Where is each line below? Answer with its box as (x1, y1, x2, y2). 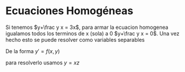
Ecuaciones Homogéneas (5, 4, 134, 18)
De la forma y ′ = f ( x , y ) (5, 47, 60, 54)
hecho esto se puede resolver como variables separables (5, 36, 145, 43)
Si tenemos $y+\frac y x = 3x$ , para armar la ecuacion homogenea (5, 24, 169, 31)
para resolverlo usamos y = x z (5, 59, 80, 66)
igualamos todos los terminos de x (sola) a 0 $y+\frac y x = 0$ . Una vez (5, 30, 180, 37)
